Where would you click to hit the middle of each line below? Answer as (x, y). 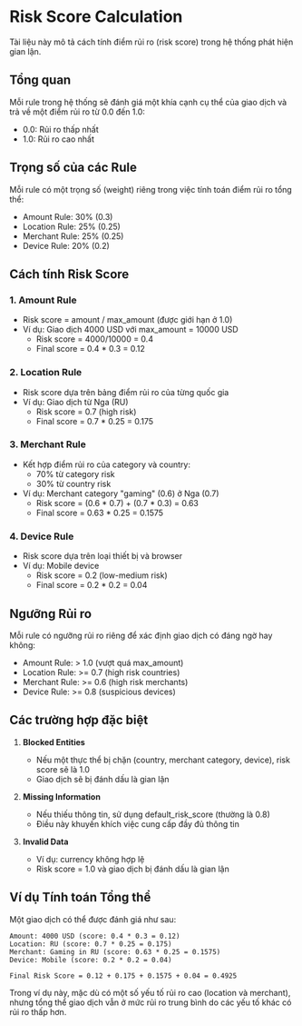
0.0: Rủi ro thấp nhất (60, 129)
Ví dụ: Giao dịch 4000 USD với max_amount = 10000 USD (130, 330)
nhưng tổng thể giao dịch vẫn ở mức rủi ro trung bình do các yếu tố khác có (151, 1002)
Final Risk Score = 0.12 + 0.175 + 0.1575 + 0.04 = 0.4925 (123, 976)
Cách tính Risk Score (69, 274)
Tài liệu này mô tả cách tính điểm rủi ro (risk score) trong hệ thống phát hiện (151, 42)
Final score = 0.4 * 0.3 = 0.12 (90, 349)
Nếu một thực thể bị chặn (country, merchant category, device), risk (163, 760)
